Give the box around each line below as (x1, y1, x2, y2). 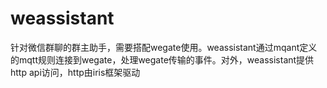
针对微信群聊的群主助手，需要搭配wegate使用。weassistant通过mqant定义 (10, 41, 318, 53)
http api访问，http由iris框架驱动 (10, 66, 141, 78)
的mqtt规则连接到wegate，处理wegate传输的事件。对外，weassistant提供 (10, 53, 315, 66)
